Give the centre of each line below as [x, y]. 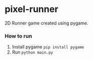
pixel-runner [32, 9]
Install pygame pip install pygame [48, 47]
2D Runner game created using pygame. [46, 23]
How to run [18, 36]
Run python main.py [32, 52]
